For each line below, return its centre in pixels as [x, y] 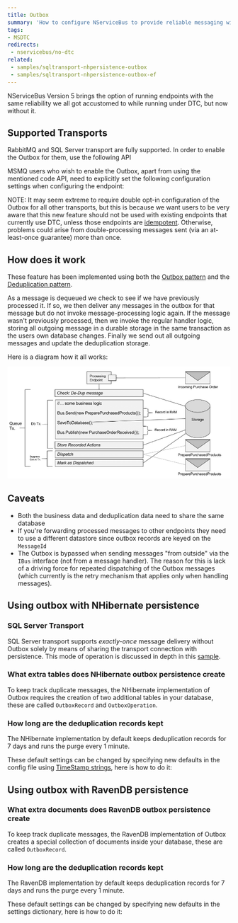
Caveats [26, 499]
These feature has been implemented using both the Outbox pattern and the [119, 277]
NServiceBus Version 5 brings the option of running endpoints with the [110, 96]
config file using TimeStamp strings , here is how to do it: [90, 767]
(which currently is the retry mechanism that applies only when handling [123, 575]
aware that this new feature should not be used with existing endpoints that [117, 215]
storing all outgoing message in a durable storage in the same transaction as [119, 328]
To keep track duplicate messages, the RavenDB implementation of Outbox [117, 834]
